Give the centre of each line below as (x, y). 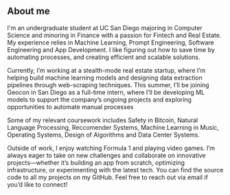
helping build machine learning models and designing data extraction (105, 78)
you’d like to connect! (37, 184)
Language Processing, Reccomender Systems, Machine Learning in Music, (113, 127)
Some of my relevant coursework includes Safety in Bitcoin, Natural (103, 120)
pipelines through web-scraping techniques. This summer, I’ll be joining (108, 84)
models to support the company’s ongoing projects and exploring (100, 100)
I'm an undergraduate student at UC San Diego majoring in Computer (105, 27)
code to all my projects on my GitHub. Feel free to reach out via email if (107, 177)
